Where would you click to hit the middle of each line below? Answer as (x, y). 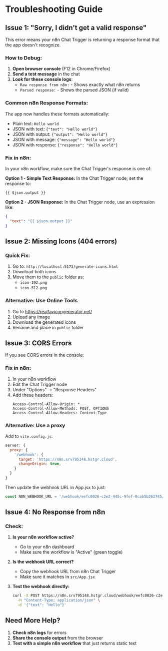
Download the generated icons (44, 322)
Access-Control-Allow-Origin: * (46, 404)
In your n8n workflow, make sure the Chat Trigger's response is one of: (78, 168)
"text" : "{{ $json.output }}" (41, 221)
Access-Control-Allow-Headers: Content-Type (59, 413)
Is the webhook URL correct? (43, 562)
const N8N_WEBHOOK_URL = (31, 496)
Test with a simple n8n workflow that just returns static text (74, 643)
